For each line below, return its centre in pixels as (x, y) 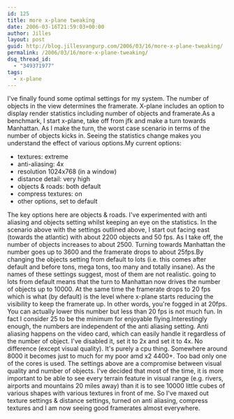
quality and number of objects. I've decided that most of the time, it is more (116, 371)
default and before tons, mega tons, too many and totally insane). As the (111, 267)
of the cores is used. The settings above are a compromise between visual (115, 364)
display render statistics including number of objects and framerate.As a (111, 113)
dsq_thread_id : (29, 59)
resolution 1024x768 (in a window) (67, 171)
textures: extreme (43, 157)
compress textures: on (50, 194)
